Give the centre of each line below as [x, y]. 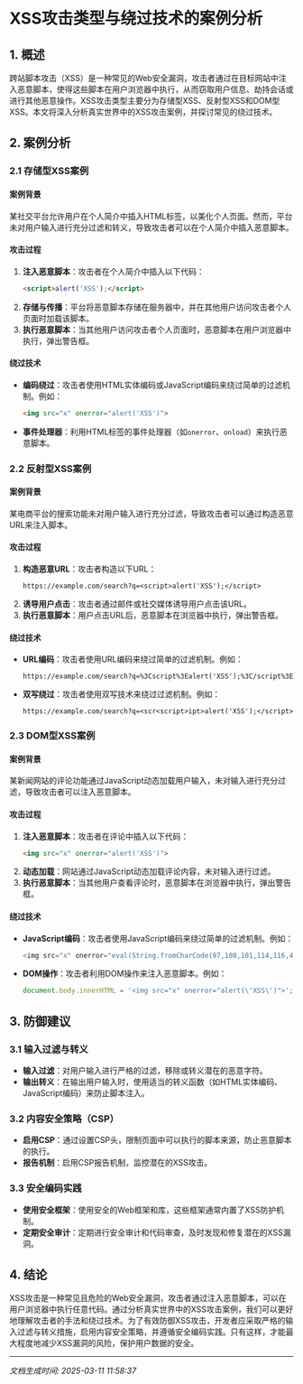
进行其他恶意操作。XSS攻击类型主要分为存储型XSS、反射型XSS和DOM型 [145, 101]
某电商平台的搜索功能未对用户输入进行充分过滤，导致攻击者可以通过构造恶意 [151, 513]
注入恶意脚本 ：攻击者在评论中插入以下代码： [106, 836]
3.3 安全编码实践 [46, 1188]
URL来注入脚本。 [41, 525]
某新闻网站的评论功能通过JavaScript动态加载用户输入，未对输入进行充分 [144, 781]
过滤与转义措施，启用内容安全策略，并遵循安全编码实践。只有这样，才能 [151, 1332]
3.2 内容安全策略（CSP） [64, 1119]
